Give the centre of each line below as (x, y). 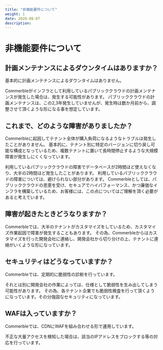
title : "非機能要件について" (31, 9)
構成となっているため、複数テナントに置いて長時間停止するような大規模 (86, 150)
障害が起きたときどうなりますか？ (56, 214)
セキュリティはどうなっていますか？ (59, 262)
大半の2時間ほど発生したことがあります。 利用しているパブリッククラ (83, 173)
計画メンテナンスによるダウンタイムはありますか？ (81, 68)
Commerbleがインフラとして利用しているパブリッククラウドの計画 (72, 91)
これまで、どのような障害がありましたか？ (69, 126)
